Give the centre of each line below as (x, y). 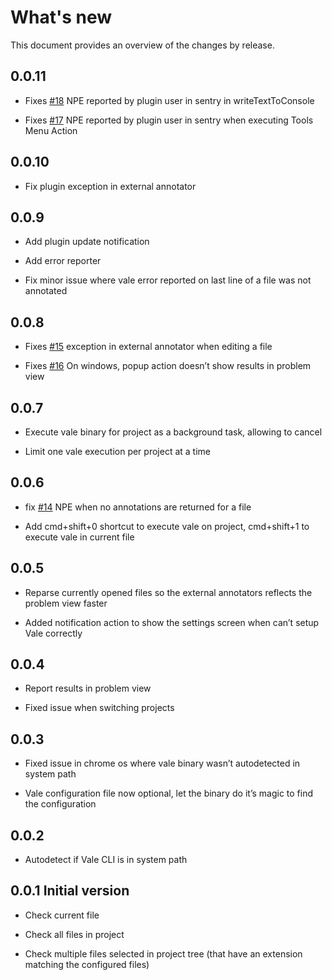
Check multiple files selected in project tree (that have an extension (163, 953)
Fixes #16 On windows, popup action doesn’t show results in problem (168, 366)
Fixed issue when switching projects (99, 708)
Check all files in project (74, 934)
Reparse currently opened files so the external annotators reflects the (168, 592)
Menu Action (51, 130)
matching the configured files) (87, 964)
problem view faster (66, 603)
